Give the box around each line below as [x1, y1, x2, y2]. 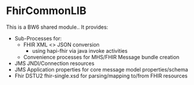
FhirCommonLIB [6, 4, 87, 18]
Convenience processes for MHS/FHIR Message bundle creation [23, 53, 180, 60]
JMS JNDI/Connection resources [14, 60, 95, 67]
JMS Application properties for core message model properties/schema [14, 66, 189, 73]
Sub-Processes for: [14, 35, 62, 42]
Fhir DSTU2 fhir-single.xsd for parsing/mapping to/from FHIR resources [14, 72, 188, 79]
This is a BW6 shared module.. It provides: [6, 23, 108, 30]
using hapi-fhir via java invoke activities [32, 47, 128, 54]
